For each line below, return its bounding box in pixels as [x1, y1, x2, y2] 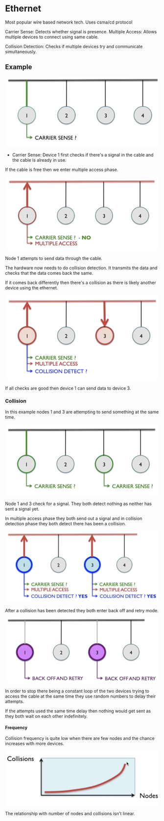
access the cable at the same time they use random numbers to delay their [5, 693, 156, 699]
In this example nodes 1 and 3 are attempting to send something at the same [5, 409, 159, 415]
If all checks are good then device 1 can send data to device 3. [5, 385, 131, 391]
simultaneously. [5, 49, 37, 55]
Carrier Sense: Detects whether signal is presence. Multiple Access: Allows [5, 28, 157, 34]
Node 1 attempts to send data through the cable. [5, 255, 103, 261]
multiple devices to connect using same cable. [5, 34, 99, 40]
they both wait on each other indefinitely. [5, 713, 88, 719]
